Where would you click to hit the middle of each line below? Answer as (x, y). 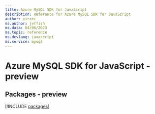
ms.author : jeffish (25, 23)
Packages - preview (36, 95)
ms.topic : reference (26, 32)
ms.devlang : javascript (30, 37)
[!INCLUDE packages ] (27, 106)
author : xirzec (21, 19)
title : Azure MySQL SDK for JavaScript (46, 10)
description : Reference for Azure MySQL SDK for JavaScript (68, 14)
